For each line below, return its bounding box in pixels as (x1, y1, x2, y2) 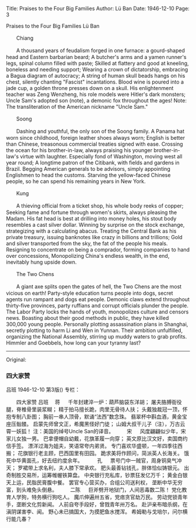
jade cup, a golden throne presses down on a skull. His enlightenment (6, 85, 174, 91)
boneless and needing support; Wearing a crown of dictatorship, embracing (6, 66, 188, 73)
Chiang (16, 34, 34, 42)
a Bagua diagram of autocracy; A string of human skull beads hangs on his (6, 73, 185, 79)
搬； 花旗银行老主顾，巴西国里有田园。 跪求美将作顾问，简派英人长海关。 (6, 450, 183, 457)
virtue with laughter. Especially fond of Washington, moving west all (20, 153, 183, 160)
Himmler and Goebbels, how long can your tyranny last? (6, 339, 141, 346)
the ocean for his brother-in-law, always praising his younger (6, 147, 153, 154)
